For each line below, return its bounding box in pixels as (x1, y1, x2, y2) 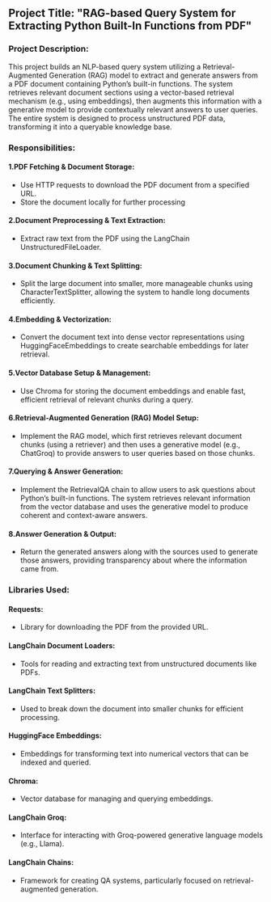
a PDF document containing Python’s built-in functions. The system (8, 78, 233, 88)
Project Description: (8, 44, 89, 55)
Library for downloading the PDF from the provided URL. (19, 622, 209, 632)
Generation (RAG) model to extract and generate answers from (49, 70, 259, 80)
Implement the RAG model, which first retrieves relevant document (19, 431, 243, 440)
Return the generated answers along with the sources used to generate (19, 547, 258, 557)
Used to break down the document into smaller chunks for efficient (19, 703, 244, 714)
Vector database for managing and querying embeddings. (19, 794, 214, 803)
